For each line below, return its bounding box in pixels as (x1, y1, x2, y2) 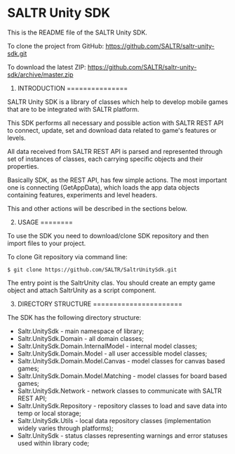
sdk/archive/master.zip (7, 70, 74, 79)
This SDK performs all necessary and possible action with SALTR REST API (7, 118, 224, 127)
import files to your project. (7, 239, 86, 247)
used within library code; (17, 439, 90, 447)
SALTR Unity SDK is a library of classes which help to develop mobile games (7, 97, 229, 106)
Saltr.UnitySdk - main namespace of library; (17, 327, 145, 335)
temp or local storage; (17, 409, 82, 417)
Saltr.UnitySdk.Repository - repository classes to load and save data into (17, 401, 227, 410)
